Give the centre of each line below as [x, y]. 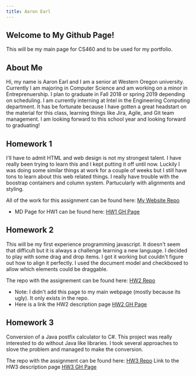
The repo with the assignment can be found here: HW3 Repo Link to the [93, 360]
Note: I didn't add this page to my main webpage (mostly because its [97, 292]
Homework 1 [29, 144]
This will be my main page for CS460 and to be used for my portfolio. [89, 49]
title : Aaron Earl [28, 11]
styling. [15, 189]
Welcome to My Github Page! [60, 35]
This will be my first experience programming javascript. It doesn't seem [93, 244]
